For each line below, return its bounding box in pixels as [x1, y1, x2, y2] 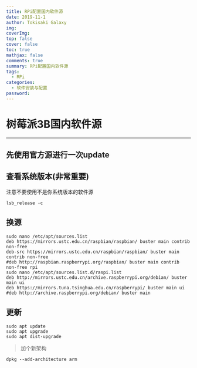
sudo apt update [6, 323, 46, 329]
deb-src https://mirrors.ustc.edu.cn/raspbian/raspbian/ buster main [6, 249, 180, 255]
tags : [6, 69, 19, 75]
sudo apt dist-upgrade [6, 333, 62, 339]
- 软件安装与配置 [11, 85, 47, 91]
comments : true [6, 58, 43, 63]
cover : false [6, 42, 38, 48]
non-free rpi [6, 264, 38, 270]
